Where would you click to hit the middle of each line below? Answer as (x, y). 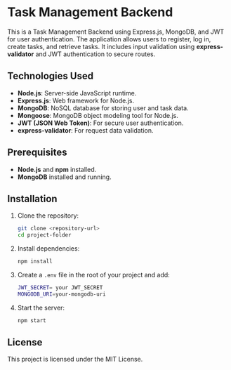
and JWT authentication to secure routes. (95, 54)
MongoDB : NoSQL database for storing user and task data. (103, 108)
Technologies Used (50, 76)
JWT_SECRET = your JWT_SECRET (60, 288)
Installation (32, 198)
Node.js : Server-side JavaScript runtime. (77, 93)
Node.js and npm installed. (57, 169)
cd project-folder (44, 235)
